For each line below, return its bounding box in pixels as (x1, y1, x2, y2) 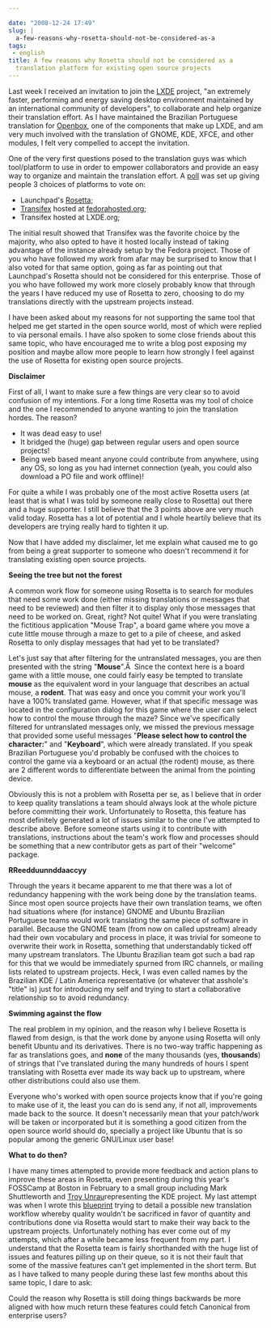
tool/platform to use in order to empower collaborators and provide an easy (8, 162, 259, 172)
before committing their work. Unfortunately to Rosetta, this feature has (8, 807, 247, 816)
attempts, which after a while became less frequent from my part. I (8, 1234, 231, 1244)
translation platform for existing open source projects (15, 64, 212, 73)
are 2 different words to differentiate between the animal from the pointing (8, 764, 256, 774)
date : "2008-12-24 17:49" (8, 19, 95, 27)
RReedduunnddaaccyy (8, 865, 87, 875)
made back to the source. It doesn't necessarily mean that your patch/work (8, 1109, 260, 1118)
